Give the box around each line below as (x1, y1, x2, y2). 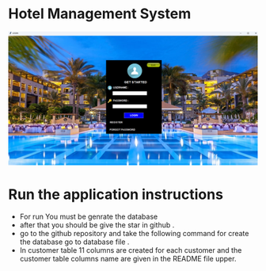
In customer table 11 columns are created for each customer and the (19, 246, 242, 255)
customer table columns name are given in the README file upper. (19, 254, 237, 264)
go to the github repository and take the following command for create (19, 229, 249, 239)
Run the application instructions (8, 185, 224, 204)
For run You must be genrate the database (19, 212, 158, 222)
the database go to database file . (19, 237, 130, 246)
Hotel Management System (8, 5, 192, 23)
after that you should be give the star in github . (19, 220, 175, 230)
